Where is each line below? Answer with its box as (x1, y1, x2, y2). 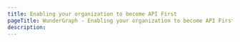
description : (7, 23, 46, 31)
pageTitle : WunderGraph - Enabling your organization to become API (7, 17, 216, 24)
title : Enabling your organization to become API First (7, 10, 177, 18)
